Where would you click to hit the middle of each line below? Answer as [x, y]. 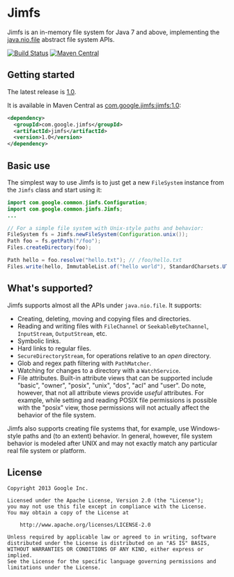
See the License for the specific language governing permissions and [112, 562]
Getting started [41, 75]
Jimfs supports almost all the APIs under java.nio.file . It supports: [104, 305]
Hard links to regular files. [54, 348]
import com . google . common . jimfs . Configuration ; [78, 202]
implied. [20, 555]
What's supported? [50, 288]
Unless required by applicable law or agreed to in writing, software [112, 537]
